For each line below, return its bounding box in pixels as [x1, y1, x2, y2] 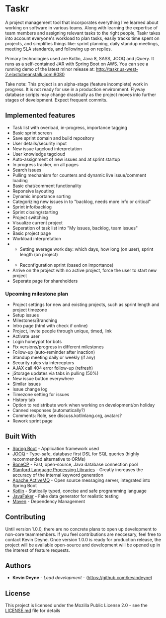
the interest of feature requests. [5, 547, 71, 553]
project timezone [12, 307, 47, 313]
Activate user [12, 333, 40, 339]
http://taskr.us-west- [96, 66, 138, 72]
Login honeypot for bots [12, 339, 62, 345]
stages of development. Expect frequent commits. [5, 97, 108, 103]
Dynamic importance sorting [12, 193, 71, 199]
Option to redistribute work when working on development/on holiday [12, 402, 155, 408]
